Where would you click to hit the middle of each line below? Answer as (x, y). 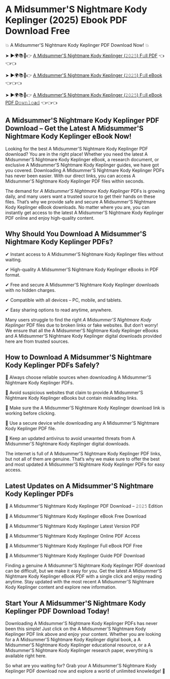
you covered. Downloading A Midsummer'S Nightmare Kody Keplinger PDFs (85, 170)
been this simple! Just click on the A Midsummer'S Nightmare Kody (76, 629)
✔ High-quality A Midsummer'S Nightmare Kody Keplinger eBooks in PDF (82, 269)
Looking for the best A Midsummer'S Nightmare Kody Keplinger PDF (77, 149)
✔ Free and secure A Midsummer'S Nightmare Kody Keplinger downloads (82, 285)
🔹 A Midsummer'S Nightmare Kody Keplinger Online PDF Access (73, 536)
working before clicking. (30, 414)
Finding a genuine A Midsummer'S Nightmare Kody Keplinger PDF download (85, 566)
